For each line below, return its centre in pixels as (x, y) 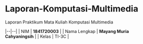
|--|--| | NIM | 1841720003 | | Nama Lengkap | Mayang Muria (67, 31)
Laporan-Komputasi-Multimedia (72, 9)
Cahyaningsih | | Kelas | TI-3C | (37, 36)
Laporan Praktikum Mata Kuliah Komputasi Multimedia (59, 22)
